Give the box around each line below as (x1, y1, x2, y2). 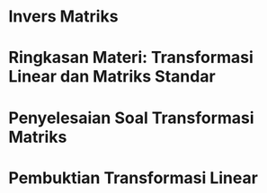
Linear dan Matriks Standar (8, 66, 217, 87)
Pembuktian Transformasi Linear (8, 168, 258, 188)
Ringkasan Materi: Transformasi (8, 48, 254, 68)
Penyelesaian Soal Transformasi (8, 108, 254, 127)
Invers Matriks (8, 6, 119, 27)
